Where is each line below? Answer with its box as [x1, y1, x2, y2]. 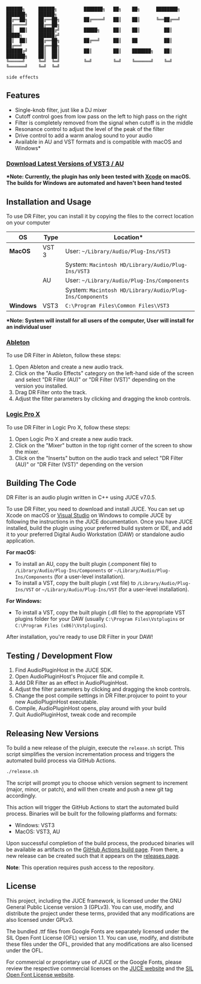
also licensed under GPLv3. [6, 916, 74, 923]
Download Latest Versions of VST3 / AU [6, 159, 124, 167]
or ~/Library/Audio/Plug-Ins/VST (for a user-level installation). [35, 586, 190, 593]
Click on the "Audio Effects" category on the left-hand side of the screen [14, 370, 194, 377]
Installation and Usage [6, 197, 92, 207]
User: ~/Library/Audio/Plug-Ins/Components [65, 276, 190, 284]
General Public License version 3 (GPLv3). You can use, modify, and [6, 903, 175, 910]
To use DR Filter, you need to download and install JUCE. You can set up [6, 505, 185, 513]
